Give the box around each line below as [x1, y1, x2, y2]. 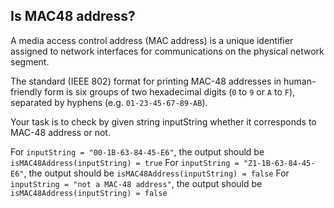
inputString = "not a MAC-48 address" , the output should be [10, 177, 263, 189]
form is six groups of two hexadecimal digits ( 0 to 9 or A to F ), [44, 85, 296, 98]
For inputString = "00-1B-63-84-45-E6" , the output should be [10, 145, 265, 158]
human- [283, 75, 317, 87]
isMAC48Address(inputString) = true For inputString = [10, 156, 240, 168]
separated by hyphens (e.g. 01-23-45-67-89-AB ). [10, 96, 208, 108]
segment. [10, 55, 50, 68]
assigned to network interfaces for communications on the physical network [10, 45, 325, 57]
